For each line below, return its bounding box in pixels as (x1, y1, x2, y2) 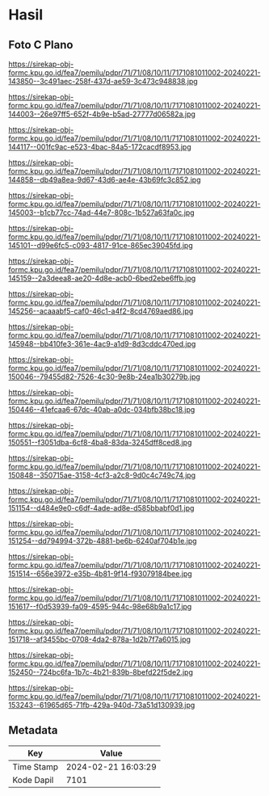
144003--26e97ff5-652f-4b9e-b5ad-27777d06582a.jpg (8, 109, 196, 119)
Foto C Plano (8, 38, 74, 52)
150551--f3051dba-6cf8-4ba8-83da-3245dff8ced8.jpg (8, 438, 192, 447)
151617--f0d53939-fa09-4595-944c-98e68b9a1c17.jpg (8, 602, 192, 611)
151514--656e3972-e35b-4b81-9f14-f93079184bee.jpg (8, 569, 192, 579)
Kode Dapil (12, 774, 54, 785)
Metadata (8, 723, 58, 737)
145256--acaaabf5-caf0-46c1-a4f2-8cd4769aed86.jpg (8, 306, 194, 316)
